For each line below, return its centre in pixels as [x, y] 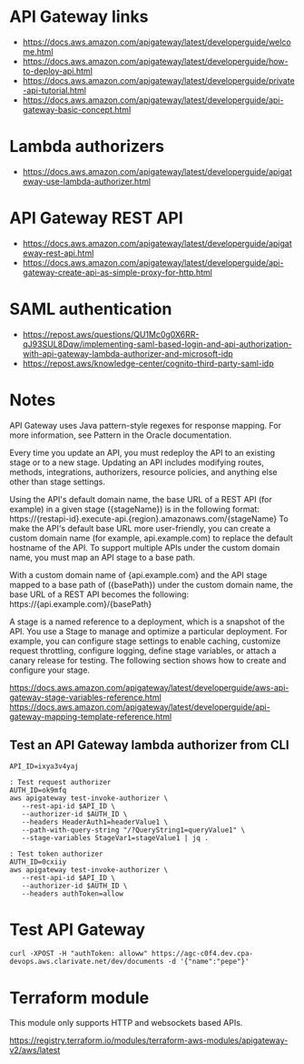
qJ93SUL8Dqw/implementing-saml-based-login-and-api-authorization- [157, 344]
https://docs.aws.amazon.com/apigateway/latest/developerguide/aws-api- [149, 687]
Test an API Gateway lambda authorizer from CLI [149, 745]
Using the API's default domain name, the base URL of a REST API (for [141, 499]
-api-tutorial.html [54, 90]
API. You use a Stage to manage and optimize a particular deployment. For [148, 631]
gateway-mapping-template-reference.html [91, 716]
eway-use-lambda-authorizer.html [87, 181]
